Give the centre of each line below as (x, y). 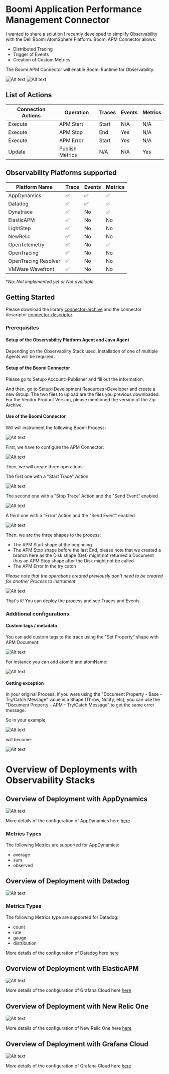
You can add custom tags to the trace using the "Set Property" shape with (82, 637)
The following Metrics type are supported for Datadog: (62, 917)
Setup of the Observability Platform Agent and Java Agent (67, 340)
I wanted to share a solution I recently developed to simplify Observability (81, 34)
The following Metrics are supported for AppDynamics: (62, 845)
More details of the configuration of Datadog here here (62, 953)
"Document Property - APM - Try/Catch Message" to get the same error (80, 705)
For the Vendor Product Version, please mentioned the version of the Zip (81, 399)
